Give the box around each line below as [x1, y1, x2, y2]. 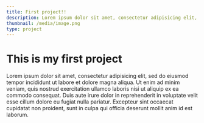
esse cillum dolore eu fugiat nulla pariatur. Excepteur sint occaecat [6, 98, 174, 105]
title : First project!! [6, 9, 67, 15]
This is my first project [6, 52, 122, 66]
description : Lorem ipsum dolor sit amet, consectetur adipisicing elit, [6, 15, 198, 21]
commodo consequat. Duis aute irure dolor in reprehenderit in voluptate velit [6, 92, 198, 99]
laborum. [6, 111, 29, 119]
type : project [6, 26, 43, 32]
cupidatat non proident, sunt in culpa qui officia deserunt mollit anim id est [6, 105, 193, 112]
